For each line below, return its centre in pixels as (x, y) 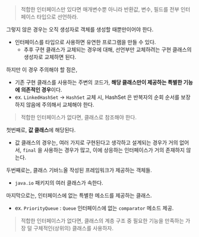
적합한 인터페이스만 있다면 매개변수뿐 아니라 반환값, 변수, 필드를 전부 (100, 9)
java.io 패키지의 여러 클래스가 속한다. (59, 183)
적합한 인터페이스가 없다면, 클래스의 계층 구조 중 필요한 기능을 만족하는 (102, 221)
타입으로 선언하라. (57, 17)
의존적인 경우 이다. (41, 90)
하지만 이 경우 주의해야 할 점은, (42, 70)
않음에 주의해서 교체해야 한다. (60, 105)
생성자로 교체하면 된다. (50, 57)
